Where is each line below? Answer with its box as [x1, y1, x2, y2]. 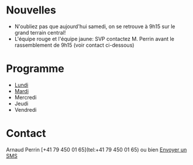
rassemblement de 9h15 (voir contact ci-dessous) [14, 42, 135, 49]
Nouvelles [6, 4, 57, 17]
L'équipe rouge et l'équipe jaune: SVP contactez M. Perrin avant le [14, 35, 174, 42]
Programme [6, 62, 64, 75]
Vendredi [14, 106, 37, 113]
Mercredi [14, 94, 37, 101]
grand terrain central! [14, 29, 66, 36]
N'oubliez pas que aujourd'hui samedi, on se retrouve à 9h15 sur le [14, 23, 175, 30]
